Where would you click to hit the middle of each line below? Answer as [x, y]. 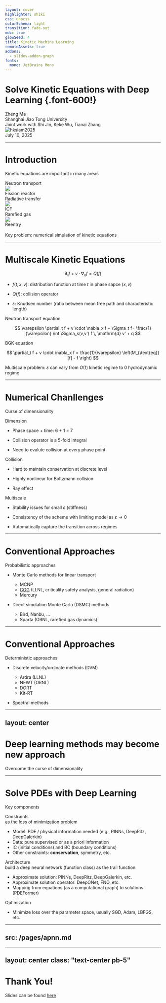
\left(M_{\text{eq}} [141, 353]
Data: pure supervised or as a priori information [61, 842]
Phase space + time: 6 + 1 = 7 [42, 430]
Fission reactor [20, 193]
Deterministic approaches [31, 658]
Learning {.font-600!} [51, 100]
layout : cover [20, 10]
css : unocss [17, 19]
